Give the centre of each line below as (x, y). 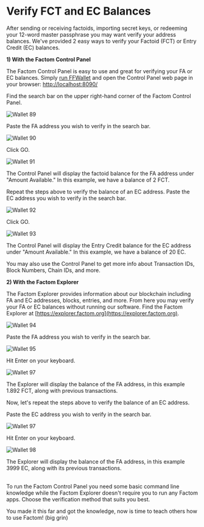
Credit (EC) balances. (33, 48)
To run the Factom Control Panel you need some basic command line (93, 486)
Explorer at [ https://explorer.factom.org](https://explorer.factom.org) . (93, 313)
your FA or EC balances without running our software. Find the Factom (94, 307)
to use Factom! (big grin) (37, 517)
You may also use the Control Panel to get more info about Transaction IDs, (100, 263)
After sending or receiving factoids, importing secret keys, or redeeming (97, 28)
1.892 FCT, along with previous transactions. (62, 390)
